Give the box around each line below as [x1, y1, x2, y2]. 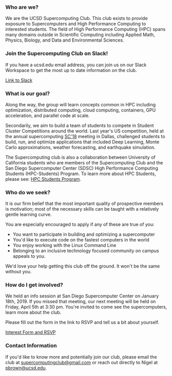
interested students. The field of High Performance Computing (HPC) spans [5, 26, 166, 32]
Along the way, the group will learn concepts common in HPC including [5, 101, 156, 107]
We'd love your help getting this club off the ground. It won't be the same [5, 263, 160, 269]
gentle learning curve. [5, 212, 52, 218]
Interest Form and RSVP [5, 329, 56, 335]
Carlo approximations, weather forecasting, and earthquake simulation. [5, 144, 156, 150]
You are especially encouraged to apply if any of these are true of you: [5, 221, 155, 228]
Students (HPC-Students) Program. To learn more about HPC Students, [5, 171, 156, 177]
